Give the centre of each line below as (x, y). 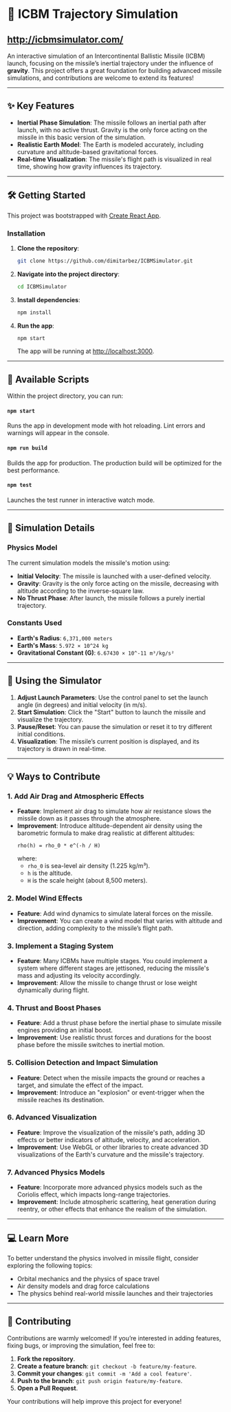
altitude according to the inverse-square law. (80, 591)
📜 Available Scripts (48, 379)
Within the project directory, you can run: (65, 396)
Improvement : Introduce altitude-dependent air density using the (110, 826)
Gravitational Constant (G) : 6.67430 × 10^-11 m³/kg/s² (96, 653)
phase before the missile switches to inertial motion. (91, 1045)
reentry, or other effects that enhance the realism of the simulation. (112, 1209)
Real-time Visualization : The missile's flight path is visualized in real (114, 159)
